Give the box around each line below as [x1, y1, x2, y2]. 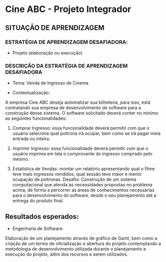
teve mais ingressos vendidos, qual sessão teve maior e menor [12, 171, 142, 177]
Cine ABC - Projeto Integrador [5, 4, 131, 15]
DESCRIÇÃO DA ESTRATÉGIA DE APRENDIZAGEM [5, 62, 128, 69]
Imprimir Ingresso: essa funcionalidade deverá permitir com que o [12, 145, 148, 151]
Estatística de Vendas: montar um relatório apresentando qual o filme [12, 166, 155, 172]
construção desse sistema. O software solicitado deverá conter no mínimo [5, 110, 158, 116]
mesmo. [12, 156, 29, 162]
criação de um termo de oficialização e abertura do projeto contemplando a [5, 240, 161, 246]
